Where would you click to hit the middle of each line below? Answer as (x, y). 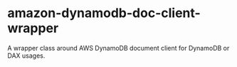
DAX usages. (26, 56)
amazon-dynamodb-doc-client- (104, 13)
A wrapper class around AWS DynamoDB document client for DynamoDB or (118, 48)
